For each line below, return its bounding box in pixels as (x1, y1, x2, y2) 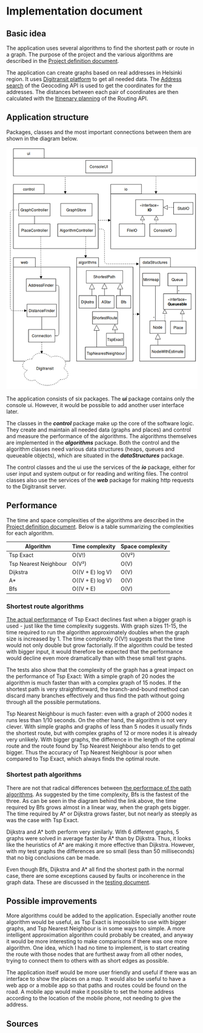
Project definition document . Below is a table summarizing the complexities (6, 523, 194, 530)
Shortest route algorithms (6, 602, 84, 610)
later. (6, 408, 19, 415)
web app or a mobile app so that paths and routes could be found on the (6, 982, 187, 989)
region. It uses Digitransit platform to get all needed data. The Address (6, 76, 182, 82)
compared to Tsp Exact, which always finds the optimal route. (6, 756, 161, 763)
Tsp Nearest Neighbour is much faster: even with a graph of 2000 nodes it (6, 710, 192, 717)
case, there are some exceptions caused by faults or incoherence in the (6, 872, 185, 879)
